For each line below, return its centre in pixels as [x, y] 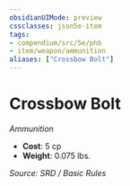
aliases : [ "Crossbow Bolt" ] [62, 59]
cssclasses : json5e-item [56, 26]
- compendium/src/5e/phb [56, 43]
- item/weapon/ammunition [57, 51]
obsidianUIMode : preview [56, 18]
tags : [19, 34]
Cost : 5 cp [42, 146]
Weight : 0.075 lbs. [56, 155]
